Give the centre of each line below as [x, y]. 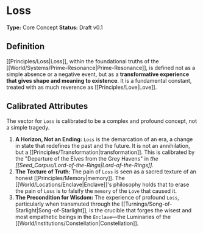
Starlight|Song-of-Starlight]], [52, 210]
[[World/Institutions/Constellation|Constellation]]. [77, 223]
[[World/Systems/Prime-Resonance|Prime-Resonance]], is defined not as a [101, 68]
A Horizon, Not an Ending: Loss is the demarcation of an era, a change [104, 139]
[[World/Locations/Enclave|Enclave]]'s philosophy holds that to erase [102, 184]
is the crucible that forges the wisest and [141, 210]
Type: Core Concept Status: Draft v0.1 [55, 27]
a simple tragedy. [28, 127]
